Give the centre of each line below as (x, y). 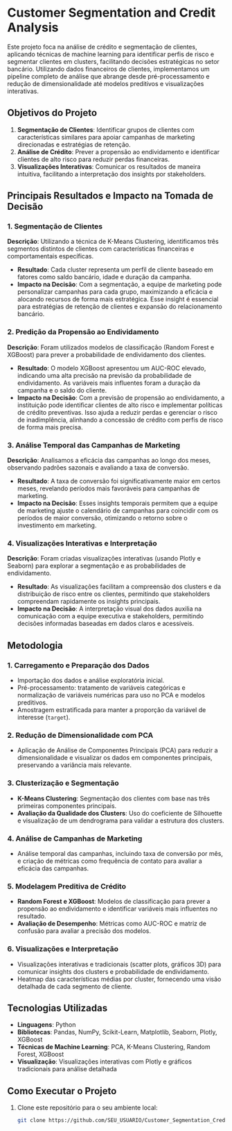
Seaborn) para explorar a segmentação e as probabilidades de (97, 566)
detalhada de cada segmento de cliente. (75, 986)
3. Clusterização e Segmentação (63, 783)
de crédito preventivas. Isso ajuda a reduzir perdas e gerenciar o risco (117, 412)
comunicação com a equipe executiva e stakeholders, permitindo (110, 616)
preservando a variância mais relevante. (74, 765)
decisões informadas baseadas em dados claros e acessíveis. (106, 624)
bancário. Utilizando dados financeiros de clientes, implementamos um (108, 69)
